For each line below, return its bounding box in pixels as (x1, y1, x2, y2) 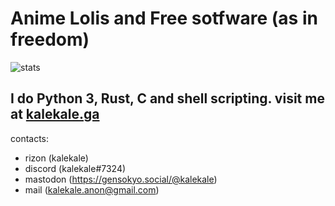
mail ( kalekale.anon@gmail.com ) (24, 183, 160, 196)
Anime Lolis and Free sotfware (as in (10, 7, 318, 30)
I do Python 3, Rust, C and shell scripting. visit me (10, 90, 325, 107)
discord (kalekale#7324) (24, 162, 127, 174)
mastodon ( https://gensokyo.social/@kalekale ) (24, 173, 218, 185)
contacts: (10, 132, 50, 144)
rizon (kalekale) (24, 152, 89, 164)
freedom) (10, 28, 90, 51)
